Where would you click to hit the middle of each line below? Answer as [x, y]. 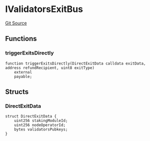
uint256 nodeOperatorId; [40, 125]
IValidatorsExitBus [44, 9]
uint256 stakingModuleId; [41, 121]
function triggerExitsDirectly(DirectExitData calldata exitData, [75, 63]
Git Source [16, 23]
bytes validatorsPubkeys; [41, 129]
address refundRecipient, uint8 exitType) [50, 68]
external [23, 72]
